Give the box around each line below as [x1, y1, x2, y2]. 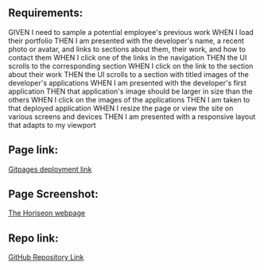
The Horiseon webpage [8, 208, 86, 218]
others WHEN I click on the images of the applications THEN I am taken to [8, 94, 250, 104]
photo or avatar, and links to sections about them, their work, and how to [8, 44, 247, 54]
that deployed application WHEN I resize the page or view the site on [8, 103, 234, 113]
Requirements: [8, 6, 83, 20]
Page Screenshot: [8, 187, 99, 201]
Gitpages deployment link [8, 164, 92, 174]
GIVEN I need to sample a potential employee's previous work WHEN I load [8, 27, 254, 37]
